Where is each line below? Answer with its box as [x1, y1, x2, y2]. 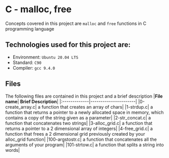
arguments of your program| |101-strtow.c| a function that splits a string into [5, 141, 164, 148]
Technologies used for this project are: [5, 41, 131, 49]
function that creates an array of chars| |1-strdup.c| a [41, 104, 153, 110]
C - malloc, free [5, 4, 72, 15]
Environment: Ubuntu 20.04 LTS [12, 54, 79, 60]
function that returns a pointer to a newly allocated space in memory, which [5, 109, 164, 115]
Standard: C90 [12, 59, 42, 66]
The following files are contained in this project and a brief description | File [5, 93, 163, 99]
